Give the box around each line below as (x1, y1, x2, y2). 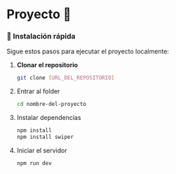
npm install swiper (16, 133, 74, 141)
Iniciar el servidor (16, 146, 67, 154)
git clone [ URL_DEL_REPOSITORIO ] (16, 74, 115, 81)
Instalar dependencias (16, 114, 81, 122)
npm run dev (16, 159, 52, 167)
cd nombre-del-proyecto (16, 101, 87, 108)
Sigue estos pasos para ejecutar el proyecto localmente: (6, 47, 170, 55)
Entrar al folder (16, 87, 60, 95)
